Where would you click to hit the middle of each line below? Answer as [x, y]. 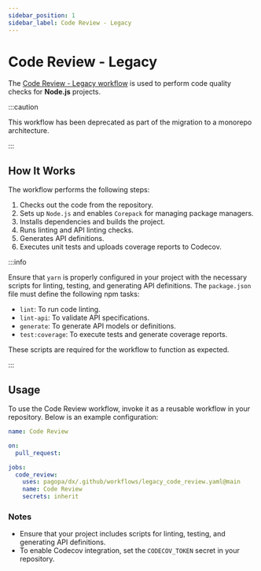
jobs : [17, 467]
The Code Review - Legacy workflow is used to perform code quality [120, 83]
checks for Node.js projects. [54, 92]
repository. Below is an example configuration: [83, 417]
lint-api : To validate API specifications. [85, 318]
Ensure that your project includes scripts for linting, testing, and [122, 534]
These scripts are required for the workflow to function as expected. [119, 350]
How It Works [42, 171]
